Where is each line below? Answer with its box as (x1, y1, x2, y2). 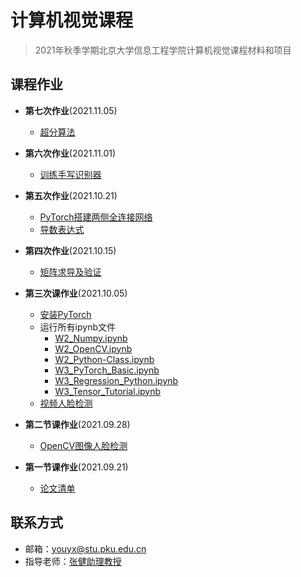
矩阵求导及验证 (39, 266, 102, 278)
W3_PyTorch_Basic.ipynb (54, 364, 160, 376)
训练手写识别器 (39, 168, 102, 180)
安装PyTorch (39, 308, 92, 320)
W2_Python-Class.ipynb (54, 353, 155, 365)
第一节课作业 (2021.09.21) (24, 461, 129, 473)
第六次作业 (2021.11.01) (24, 147, 117, 159)
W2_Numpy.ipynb (54, 332, 128, 344)
